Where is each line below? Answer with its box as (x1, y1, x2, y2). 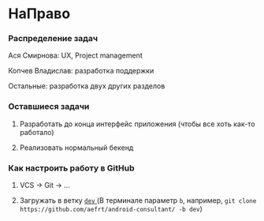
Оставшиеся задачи (8, 101, 90, 112)
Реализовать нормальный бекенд (19, 143, 134, 152)
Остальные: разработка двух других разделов (8, 81, 165, 91)
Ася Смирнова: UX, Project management (8, 51, 143, 60)
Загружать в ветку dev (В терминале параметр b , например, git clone (19, 196, 257, 205)
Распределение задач (8, 33, 99, 44)
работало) (19, 127, 54, 137)
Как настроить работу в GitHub (8, 163, 136, 174)
